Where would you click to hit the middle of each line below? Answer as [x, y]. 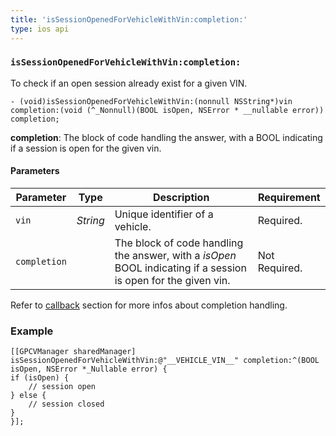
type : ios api [40, 29]
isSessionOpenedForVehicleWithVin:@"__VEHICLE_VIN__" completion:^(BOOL [165, 361]
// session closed [66, 404]
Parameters [35, 171]
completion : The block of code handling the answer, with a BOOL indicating [166, 137]
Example [32, 331]
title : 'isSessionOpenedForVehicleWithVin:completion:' [129, 19]
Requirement [289, 197]
